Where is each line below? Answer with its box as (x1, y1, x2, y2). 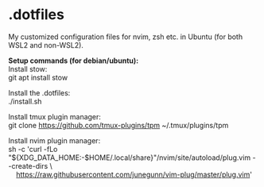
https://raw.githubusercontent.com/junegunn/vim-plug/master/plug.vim (15, 169, 250, 179)
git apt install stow (8, 72, 68, 82)
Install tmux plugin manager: (8, 111, 102, 121)
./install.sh (8, 96, 42, 106)
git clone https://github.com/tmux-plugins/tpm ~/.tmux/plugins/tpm (8, 120, 229, 130)
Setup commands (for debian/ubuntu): (8, 56, 139, 65)
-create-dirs (8, 161, 49, 170)
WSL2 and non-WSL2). (8, 40, 83, 49)
